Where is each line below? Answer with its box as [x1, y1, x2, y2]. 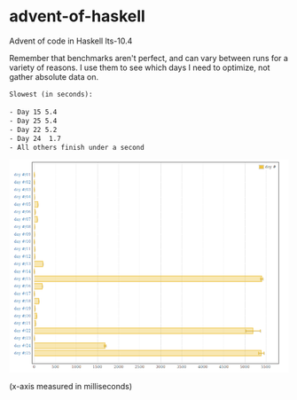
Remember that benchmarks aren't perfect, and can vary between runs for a [9, 52, 288, 63]
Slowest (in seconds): [9, 90, 93, 98]
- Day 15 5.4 [9, 107, 58, 116]
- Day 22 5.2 [9, 125, 58, 134]
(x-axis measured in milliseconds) [9, 381, 133, 392]
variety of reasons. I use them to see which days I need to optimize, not [9, 62, 270, 73]
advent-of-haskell [9, 6, 146, 27]
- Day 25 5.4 [9, 116, 58, 125]
